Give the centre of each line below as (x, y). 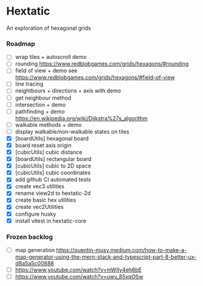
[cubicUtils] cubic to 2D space (53, 166)
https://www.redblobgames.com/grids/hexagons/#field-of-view (95, 78)
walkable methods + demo (48, 124)
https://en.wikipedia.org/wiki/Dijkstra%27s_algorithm (81, 118)
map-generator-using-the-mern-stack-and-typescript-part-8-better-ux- (106, 257)
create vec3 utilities (40, 186)
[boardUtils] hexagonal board (52, 138)
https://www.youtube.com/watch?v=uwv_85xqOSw (79, 277)
